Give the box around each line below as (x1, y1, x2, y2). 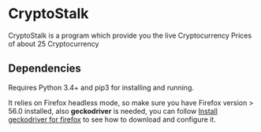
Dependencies (8, 62, 81, 75)
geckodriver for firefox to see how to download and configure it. (8, 115, 217, 124)
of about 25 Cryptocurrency (8, 38, 99, 48)
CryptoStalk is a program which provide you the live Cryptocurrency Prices (8, 31, 252, 40)
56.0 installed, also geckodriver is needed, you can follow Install (8, 106, 218, 115)
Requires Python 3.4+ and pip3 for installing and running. (8, 82, 195, 92)
